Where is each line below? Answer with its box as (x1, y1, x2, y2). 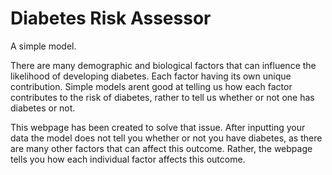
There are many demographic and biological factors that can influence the (10, 59, 317, 71)
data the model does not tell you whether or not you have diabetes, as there (10, 132, 323, 144)
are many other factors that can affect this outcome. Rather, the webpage (10, 142, 313, 154)
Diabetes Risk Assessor (10, 7, 212, 30)
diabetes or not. (10, 102, 76, 114)
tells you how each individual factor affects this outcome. (10, 153, 246, 165)
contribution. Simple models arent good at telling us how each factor (10, 80, 293, 92)
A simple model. (10, 40, 77, 52)
